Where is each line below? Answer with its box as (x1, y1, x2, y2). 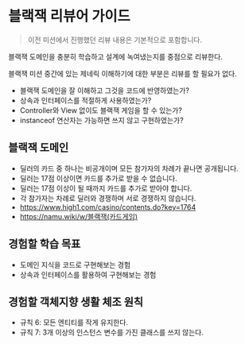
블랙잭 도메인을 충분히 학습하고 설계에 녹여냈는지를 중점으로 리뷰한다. (8, 52, 223, 61)
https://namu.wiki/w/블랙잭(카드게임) (19, 211, 138, 221)
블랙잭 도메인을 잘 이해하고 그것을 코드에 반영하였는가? (19, 85, 189, 95)
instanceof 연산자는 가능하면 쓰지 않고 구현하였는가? (19, 115, 185, 125)
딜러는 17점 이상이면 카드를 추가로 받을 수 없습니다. (19, 173, 177, 183)
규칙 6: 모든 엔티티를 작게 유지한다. (19, 318, 129, 327)
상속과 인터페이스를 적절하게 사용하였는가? (19, 95, 152, 105)
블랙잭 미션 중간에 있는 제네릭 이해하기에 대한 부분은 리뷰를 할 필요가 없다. (8, 68, 237, 78)
